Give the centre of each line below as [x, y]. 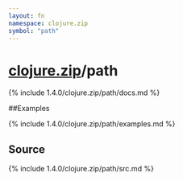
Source [27, 149]
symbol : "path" [34, 31]
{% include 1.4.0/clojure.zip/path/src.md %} [81, 169]
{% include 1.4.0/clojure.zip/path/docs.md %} [84, 93]
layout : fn [27, 16]
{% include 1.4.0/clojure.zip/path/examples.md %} [92, 124]
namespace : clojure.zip [48, 23]
